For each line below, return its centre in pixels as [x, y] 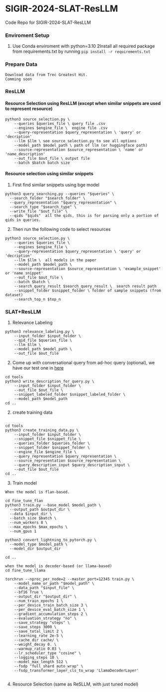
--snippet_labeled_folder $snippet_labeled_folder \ [70, 395]
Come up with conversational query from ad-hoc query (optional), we [83, 363]
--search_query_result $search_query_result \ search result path [85, 286]
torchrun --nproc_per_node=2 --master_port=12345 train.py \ [70, 579]
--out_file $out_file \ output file [52, 158]
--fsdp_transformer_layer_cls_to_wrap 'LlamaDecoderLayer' [77, 671]
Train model [25, 483]
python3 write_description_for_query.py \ [50, 382]
